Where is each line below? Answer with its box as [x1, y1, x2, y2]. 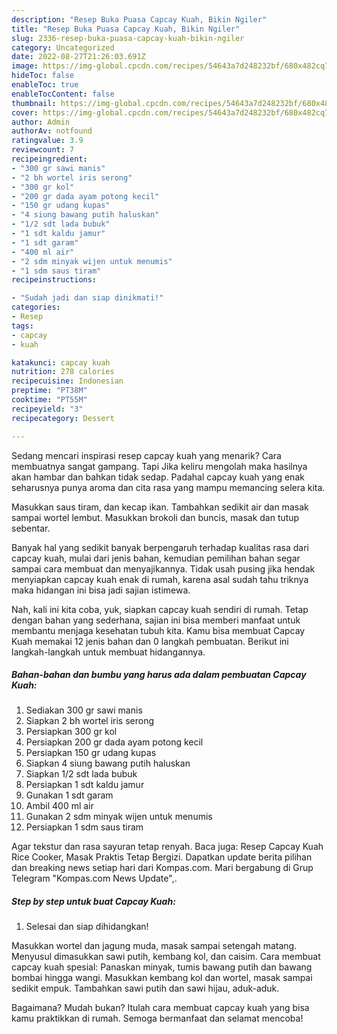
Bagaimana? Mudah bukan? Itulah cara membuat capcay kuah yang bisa [11, 1002, 310, 1014]
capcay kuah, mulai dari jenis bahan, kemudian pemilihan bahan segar [11, 552, 301, 564]
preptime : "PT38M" [11, 386, 88, 396]
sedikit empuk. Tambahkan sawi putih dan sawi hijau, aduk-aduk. [11, 982, 280, 995]
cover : [11, 107, 39, 118]
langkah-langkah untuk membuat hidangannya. [11, 646, 206, 658]
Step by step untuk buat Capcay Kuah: [11, 896, 176, 908]
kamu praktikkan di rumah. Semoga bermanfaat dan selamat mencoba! [11, 1012, 304, 1025]
